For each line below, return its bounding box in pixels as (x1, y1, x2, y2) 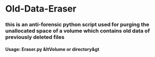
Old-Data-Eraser (5, 3, 77, 15)
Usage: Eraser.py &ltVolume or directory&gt (5, 46, 100, 52)
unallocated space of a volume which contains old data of (5, 27, 150, 34)
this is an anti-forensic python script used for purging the (5, 21, 149, 28)
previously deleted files (5, 34, 65, 41)
